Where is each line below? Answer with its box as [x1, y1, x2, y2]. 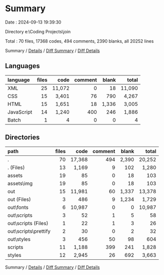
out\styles [7, 236, 31, 243]
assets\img [7, 180, 33, 187]
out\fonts [7, 204, 28, 211]
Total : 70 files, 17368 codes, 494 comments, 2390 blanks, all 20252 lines [5, 38, 154, 44]
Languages [5, 62, 40, 70]
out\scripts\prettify [7, 227, 51, 234]
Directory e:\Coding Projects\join [5, 28, 71, 34]
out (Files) [7, 196, 31, 202]
